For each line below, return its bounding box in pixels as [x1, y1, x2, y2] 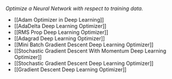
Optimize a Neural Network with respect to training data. [5, 5, 144, 12]
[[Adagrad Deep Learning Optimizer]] [14, 35, 105, 42]
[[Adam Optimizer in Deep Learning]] [14, 16, 104, 23]
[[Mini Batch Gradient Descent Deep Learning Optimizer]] [14, 41, 154, 48]
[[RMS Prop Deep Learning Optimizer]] [14, 29, 108, 36]
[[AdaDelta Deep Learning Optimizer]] [14, 23, 107, 29]
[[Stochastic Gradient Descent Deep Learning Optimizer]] [14, 60, 154, 67]
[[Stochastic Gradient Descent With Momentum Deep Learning [14, 47, 167, 54]
